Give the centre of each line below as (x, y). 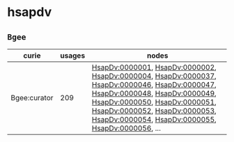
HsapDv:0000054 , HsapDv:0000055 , (154, 119)
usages (73, 55)
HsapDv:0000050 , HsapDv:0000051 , (154, 102)
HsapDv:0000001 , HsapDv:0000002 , (154, 67)
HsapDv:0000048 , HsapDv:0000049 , (154, 93)
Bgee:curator (32, 98)
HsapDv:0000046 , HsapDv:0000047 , (154, 85)
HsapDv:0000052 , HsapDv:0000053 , (154, 111)
